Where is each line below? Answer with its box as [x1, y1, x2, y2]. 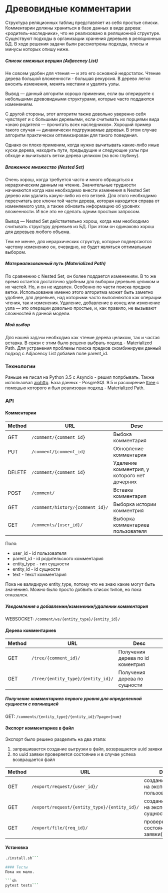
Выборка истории [113, 501, 156, 508]
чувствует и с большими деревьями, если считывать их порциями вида [5, 116, 159, 122]
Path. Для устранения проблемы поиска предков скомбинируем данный [5, 345, 161, 351]
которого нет [113, 472, 145, 479]
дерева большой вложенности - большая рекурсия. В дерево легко [5, 76, 151, 82]
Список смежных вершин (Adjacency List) [5, 58, 98, 64]
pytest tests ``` [5, 883, 39, 888]
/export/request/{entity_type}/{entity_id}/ [31, 804, 139, 810]
